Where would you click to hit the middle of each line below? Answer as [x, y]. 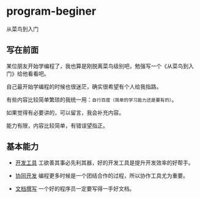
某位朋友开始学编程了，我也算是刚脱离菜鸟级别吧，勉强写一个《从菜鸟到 [97, 66]
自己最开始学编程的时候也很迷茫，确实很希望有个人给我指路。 [84, 86]
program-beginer [51, 11]
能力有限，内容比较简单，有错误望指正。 [57, 125]
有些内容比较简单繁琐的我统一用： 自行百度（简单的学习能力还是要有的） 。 [92, 100]
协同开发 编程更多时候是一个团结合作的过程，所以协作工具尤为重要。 [102, 175]
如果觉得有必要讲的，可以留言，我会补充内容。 [65, 112]
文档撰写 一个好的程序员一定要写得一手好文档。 [75, 188]
